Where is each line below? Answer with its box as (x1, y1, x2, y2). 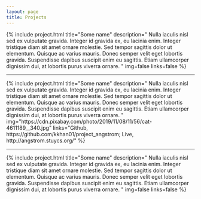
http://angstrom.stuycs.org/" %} (6, 137, 86, 144)
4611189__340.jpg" (6, 124, 52, 131)
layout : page (6, 8, 39, 15)
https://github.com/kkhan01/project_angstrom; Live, (6, 130, 134, 137)
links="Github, (53, 124, 89, 131)
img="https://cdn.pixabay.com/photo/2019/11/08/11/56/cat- (6, 118, 153, 125)
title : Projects (6, 14, 47, 20)
